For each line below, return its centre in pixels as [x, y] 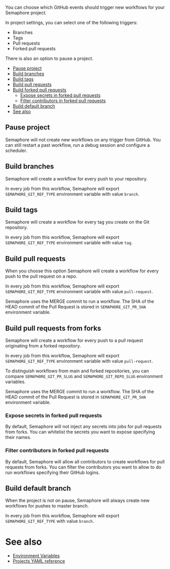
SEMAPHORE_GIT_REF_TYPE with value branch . [50, 521]
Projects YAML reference [39, 561]
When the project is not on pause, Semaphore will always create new [77, 500]
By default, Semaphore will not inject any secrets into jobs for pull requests [83, 427]
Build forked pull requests [40, 90]
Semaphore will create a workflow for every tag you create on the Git [77, 222]
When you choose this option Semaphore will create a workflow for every [82, 271]
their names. [18, 437]
